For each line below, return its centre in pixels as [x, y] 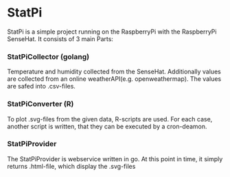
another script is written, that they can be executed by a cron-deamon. [107, 126]
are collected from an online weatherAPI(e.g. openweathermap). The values [114, 79]
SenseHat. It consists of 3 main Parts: [60, 38]
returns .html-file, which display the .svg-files [71, 166]
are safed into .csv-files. [41, 86]
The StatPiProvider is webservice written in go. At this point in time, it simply [115, 158]
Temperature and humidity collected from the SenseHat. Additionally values [114, 72]
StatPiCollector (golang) [48, 56]
